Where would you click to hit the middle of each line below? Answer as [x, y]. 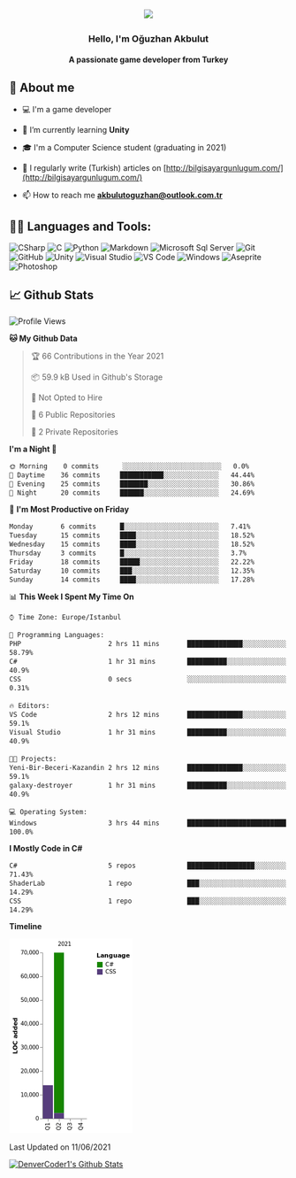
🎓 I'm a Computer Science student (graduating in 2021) [124, 148]
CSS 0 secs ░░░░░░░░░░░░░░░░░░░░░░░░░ [148, 679]
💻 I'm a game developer [67, 110]
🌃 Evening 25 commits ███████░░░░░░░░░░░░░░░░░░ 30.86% [132, 484]
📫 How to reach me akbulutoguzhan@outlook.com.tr [122, 196]
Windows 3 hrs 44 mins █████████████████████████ [148, 823]
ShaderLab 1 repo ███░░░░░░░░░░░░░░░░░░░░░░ [148, 883]
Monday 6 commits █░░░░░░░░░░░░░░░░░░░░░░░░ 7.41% [130, 527]
